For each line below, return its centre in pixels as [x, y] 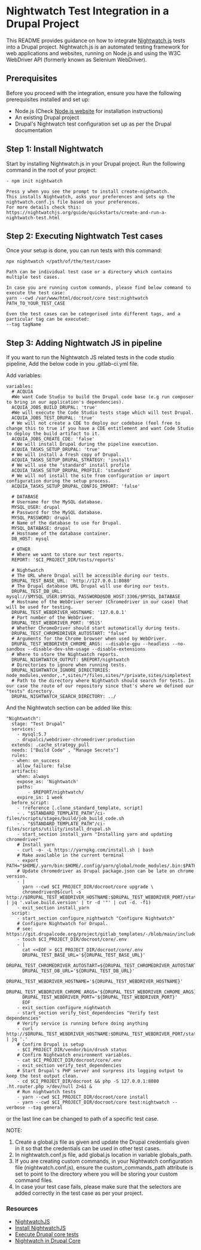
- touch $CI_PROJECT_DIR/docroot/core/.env [72, 939]
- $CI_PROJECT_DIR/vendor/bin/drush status [72, 1050]
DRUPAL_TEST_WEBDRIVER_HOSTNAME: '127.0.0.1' [69, 613]
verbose [16, 1108]
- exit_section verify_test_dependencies [69, 1066]
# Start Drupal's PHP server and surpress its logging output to [100, 1071]
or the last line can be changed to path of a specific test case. [82, 1119]
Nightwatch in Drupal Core [48, 1241]
